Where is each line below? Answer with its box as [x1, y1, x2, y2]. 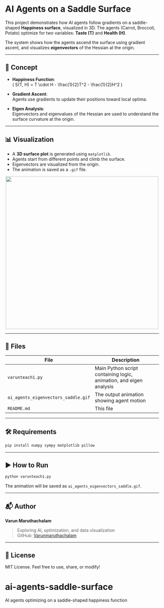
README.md [7, 406, 30, 412]
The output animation [95, 391, 144, 398]
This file [95, 405, 113, 412]
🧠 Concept [5, 64, 38, 72]
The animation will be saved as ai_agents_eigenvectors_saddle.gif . [5, 483, 142, 489]
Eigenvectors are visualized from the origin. [12, 161, 100, 167]
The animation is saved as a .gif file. [12, 166, 87, 172]
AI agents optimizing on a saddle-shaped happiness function [5, 597, 128, 603]
